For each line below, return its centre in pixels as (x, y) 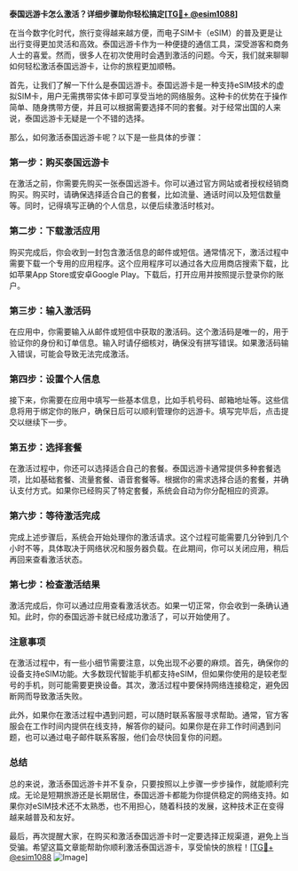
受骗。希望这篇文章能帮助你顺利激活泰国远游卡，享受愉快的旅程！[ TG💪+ (141, 847)
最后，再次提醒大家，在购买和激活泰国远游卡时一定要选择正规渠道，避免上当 (149, 835)
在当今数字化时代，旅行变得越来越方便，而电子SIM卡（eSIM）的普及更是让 (146, 33)
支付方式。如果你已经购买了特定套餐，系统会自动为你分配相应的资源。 (145, 491)
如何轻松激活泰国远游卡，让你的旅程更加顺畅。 (94, 66)
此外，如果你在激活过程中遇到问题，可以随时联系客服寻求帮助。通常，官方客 (149, 715)
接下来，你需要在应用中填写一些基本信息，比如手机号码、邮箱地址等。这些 (145, 400)
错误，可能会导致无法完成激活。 (75, 354)
